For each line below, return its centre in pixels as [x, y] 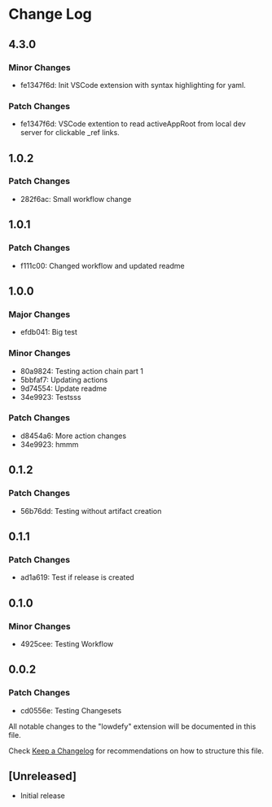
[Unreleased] [43, 776]
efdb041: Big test [48, 332]
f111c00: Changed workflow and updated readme [102, 265]
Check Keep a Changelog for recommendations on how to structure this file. [136, 751]
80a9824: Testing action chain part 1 [82, 371]
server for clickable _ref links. [70, 133]
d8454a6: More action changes [73, 436]
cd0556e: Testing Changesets [71, 710]
